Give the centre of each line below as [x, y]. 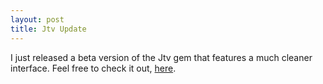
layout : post [37, 19]
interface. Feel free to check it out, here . [93, 68]
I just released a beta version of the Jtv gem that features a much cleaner [161, 57]
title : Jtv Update [48, 29]
